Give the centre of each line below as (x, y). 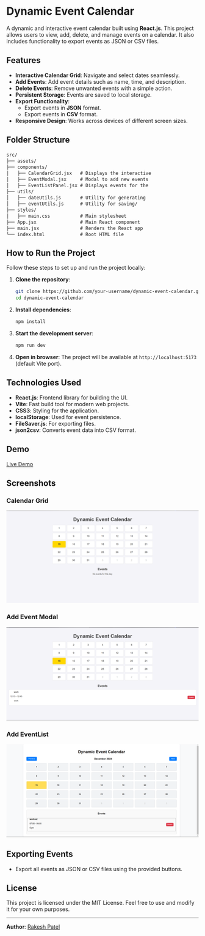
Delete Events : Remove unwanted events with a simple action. (94, 88)
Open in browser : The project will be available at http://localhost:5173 (106, 357)
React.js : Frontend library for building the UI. (71, 397)
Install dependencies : (43, 310)
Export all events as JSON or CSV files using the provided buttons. (99, 869)
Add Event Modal (32, 617)
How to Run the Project (51, 253)
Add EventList (27, 734)
